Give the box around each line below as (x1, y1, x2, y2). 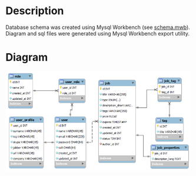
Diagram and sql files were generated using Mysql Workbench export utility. (5, 30, 190, 37)
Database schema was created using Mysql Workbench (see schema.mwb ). (5, 24, 191, 31)
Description (5, 4, 64, 18)
